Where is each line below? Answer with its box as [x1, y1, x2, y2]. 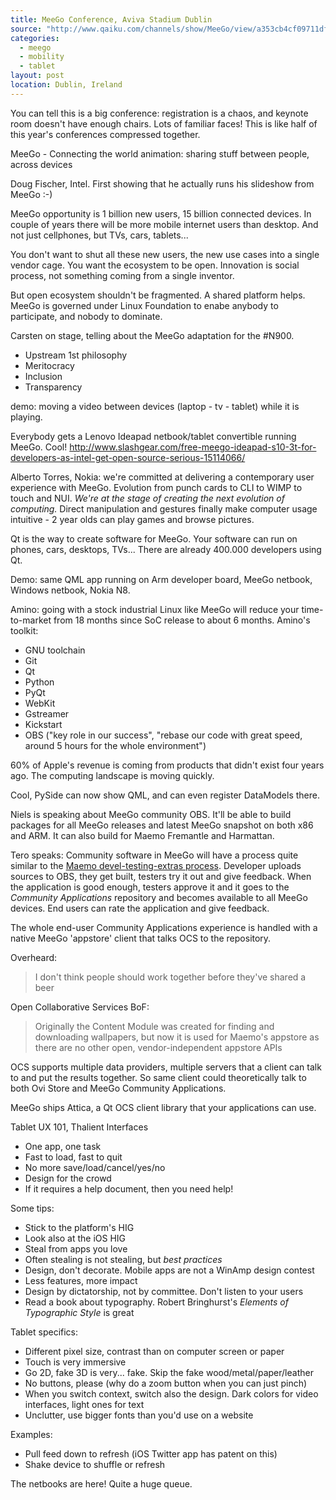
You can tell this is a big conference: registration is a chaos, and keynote [10, 107, 309, 119]
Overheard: [10, 951, 58, 963]
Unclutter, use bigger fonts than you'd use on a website [24, 1409, 254, 1421]
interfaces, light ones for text [24, 1398, 145, 1410]
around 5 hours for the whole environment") [24, 739, 207, 751]
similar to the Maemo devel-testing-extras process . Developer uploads [10, 859, 302, 871]
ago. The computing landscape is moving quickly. [10, 769, 215, 781]
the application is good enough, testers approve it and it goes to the [10, 881, 290, 893]
